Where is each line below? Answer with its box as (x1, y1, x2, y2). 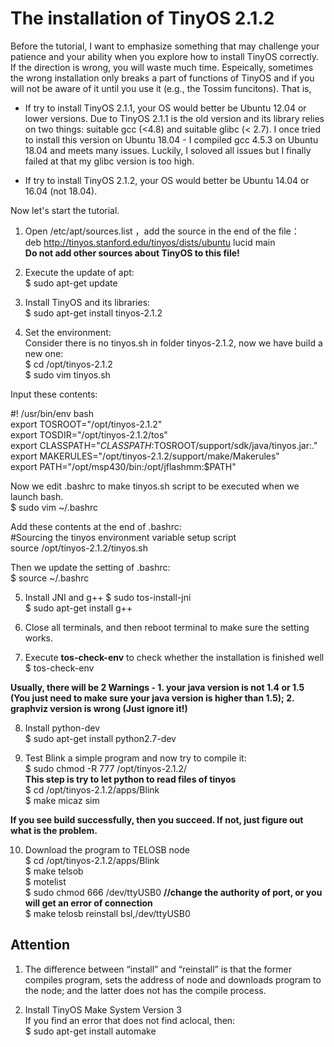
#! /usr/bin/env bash (10, 407, 94, 419)
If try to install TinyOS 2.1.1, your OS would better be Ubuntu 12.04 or (24, 102, 307, 114)
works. (24, 632, 53, 644)
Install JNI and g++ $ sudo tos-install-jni (24, 591, 192, 603)
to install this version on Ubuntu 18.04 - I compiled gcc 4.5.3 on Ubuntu (24, 133, 319, 146)
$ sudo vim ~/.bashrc (10, 501, 99, 513)
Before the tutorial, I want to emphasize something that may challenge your (10, 40, 320, 52)
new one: (24, 347, 64, 359)
